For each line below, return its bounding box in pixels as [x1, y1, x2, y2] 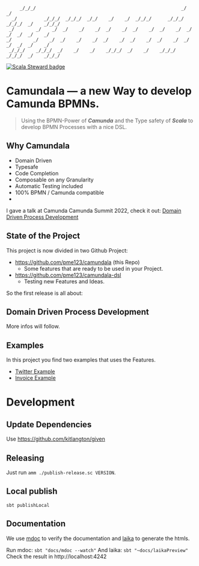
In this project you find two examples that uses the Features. [6, 356, 156, 363]
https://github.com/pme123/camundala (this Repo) [14, 259, 140, 266]
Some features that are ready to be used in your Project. [23, 265, 164, 272]
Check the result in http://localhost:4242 [6, 553, 107, 560]
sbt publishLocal [6, 502, 50, 508]
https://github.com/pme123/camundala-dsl [14, 271, 121, 278]
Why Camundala [6, 141, 70, 151]
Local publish [6, 486, 58, 497]
